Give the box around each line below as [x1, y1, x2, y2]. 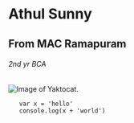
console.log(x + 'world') [18, 106, 106, 115]
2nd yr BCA [8, 59, 47, 69]
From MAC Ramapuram [8, 37, 127, 51]
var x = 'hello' [18, 100, 74, 108]
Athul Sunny [8, 5, 92, 23]
